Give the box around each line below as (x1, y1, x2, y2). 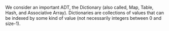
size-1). (5, 20, 21, 26)
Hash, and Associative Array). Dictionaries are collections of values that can (5, 10, 164, 16)
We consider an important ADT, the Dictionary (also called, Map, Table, (5, 5, 154, 10)
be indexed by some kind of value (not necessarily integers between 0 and (5, 15, 161, 21)
